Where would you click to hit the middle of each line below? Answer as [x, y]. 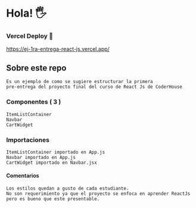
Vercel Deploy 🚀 [30, 36]
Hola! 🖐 [27, 13]
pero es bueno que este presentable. [53, 199]
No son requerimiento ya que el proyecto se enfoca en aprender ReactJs [98, 194]
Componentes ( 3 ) [34, 102]
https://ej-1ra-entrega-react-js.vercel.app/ [58, 49]
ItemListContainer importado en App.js [56, 152]
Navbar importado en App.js [41, 157]
